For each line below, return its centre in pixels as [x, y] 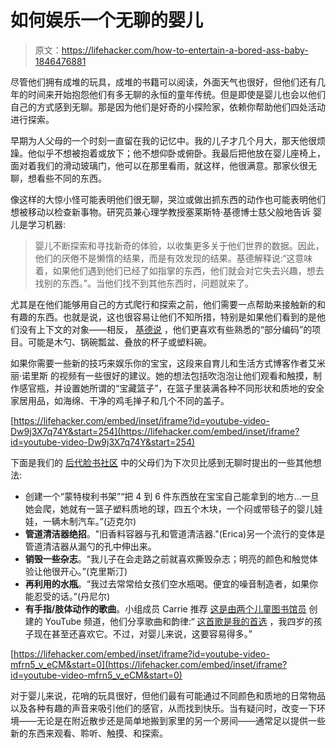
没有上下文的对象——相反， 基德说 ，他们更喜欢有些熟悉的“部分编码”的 [165, 329]
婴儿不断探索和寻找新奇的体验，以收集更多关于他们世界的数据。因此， [179, 245]
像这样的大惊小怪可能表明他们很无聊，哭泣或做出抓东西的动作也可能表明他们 [168, 199]
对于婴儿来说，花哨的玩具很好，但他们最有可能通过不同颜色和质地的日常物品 [168, 695]
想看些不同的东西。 [67, 178]
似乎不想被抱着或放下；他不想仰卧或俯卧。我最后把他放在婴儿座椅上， [181, 153]
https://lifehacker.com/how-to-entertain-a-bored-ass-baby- [185, 50]
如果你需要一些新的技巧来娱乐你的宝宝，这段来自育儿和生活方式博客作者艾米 [168, 363]
